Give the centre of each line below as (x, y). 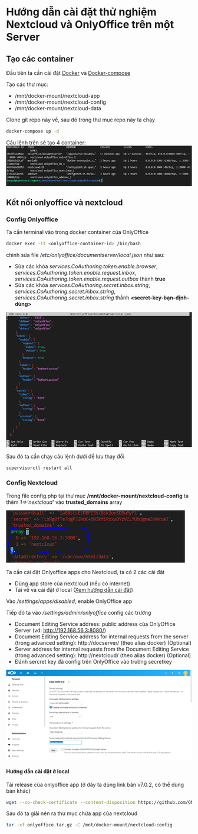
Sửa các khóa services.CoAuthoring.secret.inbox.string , (82, 285)
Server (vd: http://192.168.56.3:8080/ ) (60, 630)
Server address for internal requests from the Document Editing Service (102, 649)
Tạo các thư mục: (27, 84)
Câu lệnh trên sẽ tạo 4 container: (46, 142)
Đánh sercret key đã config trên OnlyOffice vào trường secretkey (93, 661)
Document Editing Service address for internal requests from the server (101, 637)
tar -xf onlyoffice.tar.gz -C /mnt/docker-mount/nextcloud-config (89, 825)
